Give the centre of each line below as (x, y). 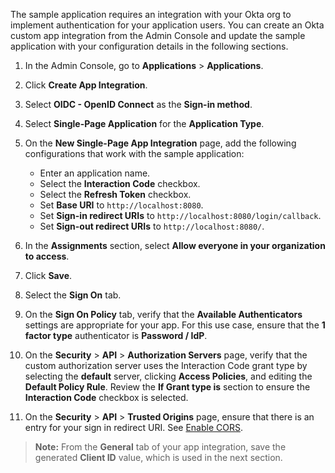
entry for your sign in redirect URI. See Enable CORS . (134, 427)
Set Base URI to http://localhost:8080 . (121, 205)
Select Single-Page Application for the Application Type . (144, 123)
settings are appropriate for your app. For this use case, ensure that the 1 (175, 325)
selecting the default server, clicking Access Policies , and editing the (168, 376)
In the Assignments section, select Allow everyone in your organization (175, 245)
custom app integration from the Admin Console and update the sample (158, 35)
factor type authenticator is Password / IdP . (116, 335)
